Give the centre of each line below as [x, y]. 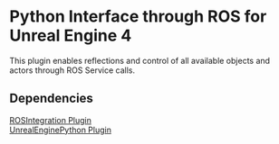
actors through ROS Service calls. [72, 70]
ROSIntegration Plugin [51, 120]
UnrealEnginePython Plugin [60, 130]
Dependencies [51, 99]
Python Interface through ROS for [138, 17]
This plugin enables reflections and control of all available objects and [139, 60]
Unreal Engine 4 [71, 36]
